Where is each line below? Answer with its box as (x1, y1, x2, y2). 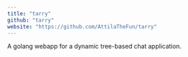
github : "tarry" (7, 17, 54, 24)
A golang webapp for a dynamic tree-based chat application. (7, 42, 182, 51)
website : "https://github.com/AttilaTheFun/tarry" (7, 23, 157, 30)
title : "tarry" (7, 10, 52, 17)
